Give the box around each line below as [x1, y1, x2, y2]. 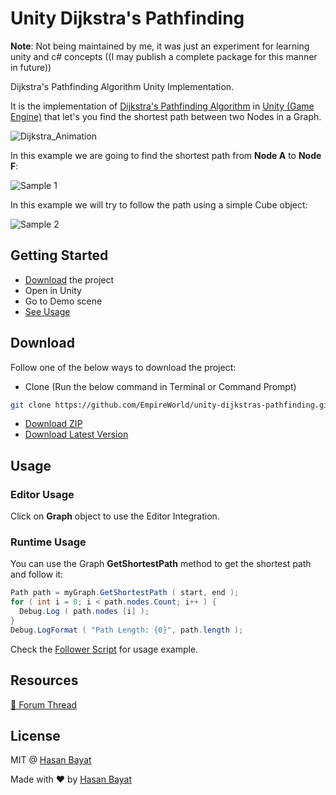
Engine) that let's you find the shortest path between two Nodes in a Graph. [10, 110, 322, 122]
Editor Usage [10, 487, 75, 501]
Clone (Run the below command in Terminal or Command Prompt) [24, 380, 297, 392]
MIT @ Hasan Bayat [10, 754, 92, 766]
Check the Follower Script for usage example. [10, 643, 199, 655]
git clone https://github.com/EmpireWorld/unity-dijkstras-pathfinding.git [10, 400, 333, 410]
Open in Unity [24, 284, 82, 296]
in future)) [10, 61, 52, 73]
